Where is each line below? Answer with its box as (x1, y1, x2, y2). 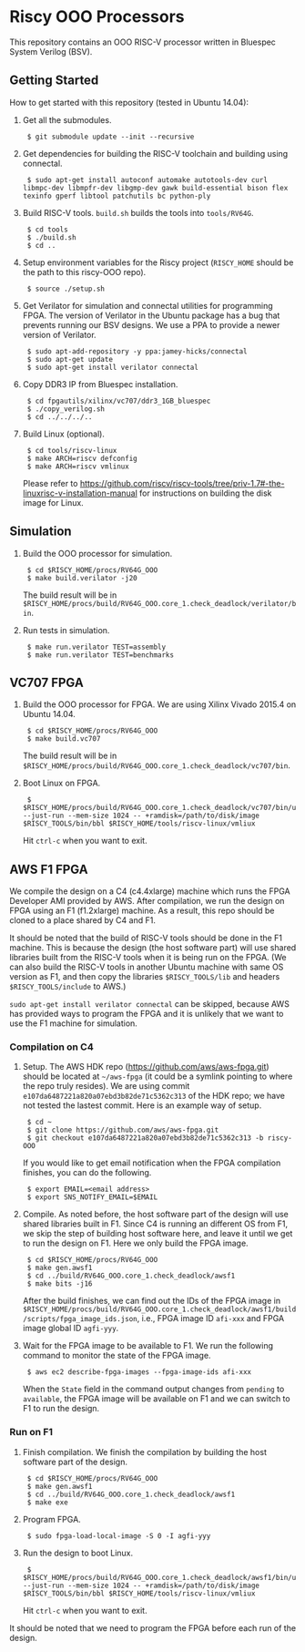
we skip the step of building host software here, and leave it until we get (22, 1228, 293, 1239)
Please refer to (22, 477, 78, 488)
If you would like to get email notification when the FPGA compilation (22, 1157, 281, 1168)
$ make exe (26, 1497, 68, 1507)
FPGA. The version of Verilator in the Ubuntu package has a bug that (22, 310, 280, 321)
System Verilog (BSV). (9, 46, 93, 56)
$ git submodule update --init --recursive (26, 132, 195, 141)
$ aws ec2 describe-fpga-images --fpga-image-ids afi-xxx (26, 1368, 252, 1377)
